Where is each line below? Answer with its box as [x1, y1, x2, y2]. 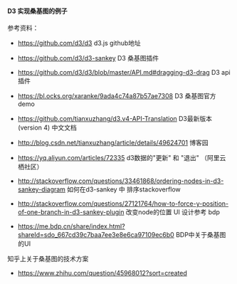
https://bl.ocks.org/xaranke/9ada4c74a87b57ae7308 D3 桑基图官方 [17, 92, 216, 100]
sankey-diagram [17, 185, 66, 194]
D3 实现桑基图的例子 [7, 6, 68, 15]
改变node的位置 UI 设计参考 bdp [125, 208, 221, 216]
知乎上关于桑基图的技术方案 [7, 255, 89, 263]
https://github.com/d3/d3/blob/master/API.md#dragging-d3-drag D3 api [17, 68, 231, 77]
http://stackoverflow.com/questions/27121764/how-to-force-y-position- [17, 199, 229, 208]
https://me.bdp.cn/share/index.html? [17, 222, 126, 231]
